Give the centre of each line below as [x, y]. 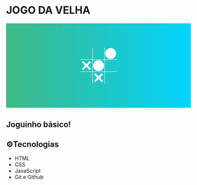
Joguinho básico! [39, 124]
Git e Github [29, 177]
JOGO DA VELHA [48, 10]
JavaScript [28, 171]
